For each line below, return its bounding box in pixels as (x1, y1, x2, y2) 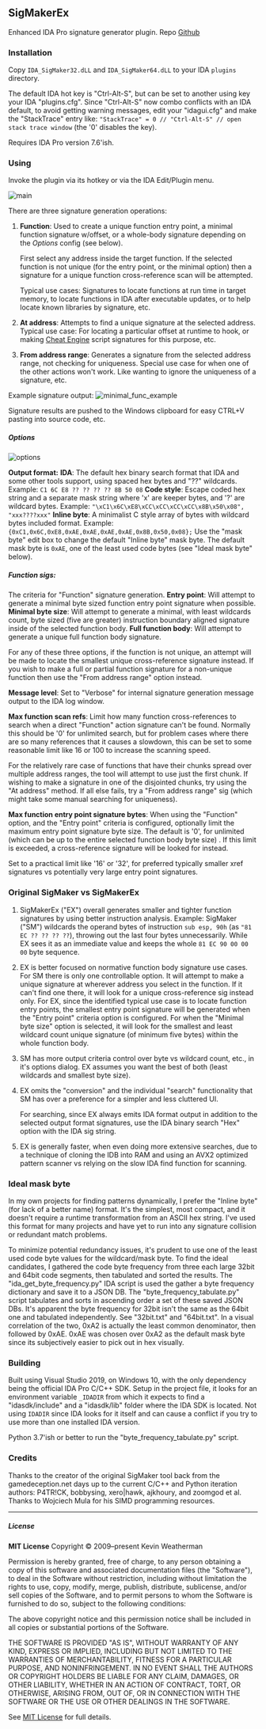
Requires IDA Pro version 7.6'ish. (8, 138, 115, 147)
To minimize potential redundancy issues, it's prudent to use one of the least (8, 1244, 257, 1254)
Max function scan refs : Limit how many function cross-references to (8, 712, 237, 721)
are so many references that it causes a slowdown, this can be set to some (8, 737, 252, 747)
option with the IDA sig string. (19, 1126, 116, 1135)
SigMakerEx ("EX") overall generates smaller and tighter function (19, 905, 232, 914)
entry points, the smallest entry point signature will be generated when (19, 1005, 251, 1014)
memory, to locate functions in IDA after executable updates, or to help (19, 294, 251, 304)
